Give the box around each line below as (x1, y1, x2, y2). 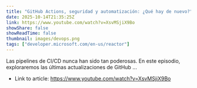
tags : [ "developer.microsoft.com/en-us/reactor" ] (6, 42, 130, 48)
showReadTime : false (6, 31, 57, 36)
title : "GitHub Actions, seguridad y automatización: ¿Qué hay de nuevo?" (6, 8, 193, 15)
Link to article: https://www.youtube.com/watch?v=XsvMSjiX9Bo (14, 75, 171, 82)
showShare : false (6, 25, 49, 31)
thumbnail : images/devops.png (6, 36, 80, 42)
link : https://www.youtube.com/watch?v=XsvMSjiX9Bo (6, 19, 135, 25)
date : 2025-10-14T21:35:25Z (6, 14, 75, 20)
